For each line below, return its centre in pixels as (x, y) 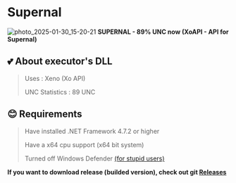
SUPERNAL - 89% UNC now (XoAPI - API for (163, 32)
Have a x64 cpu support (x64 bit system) (84, 144)
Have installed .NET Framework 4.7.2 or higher (92, 131)
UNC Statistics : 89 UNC (60, 91)
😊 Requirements (45, 114)
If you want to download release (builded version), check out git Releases (117, 172)
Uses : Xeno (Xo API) (55, 78)
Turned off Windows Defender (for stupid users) (94, 158)
